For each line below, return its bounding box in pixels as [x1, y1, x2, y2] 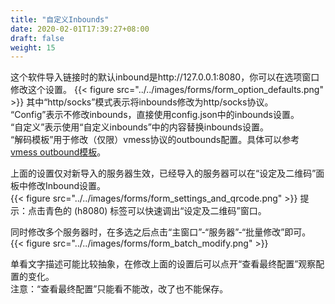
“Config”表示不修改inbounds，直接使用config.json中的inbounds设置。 [10, 109, 300, 121]
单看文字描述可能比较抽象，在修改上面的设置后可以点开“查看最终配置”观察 [10, 258, 317, 270]
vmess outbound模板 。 [10, 146, 107, 158]
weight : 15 [10, 42, 56, 53]
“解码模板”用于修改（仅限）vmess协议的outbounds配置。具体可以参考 [10, 134, 300, 146]
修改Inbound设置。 [27, 180, 107, 192]
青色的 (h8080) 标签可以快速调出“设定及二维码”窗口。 [44, 205, 267, 217]
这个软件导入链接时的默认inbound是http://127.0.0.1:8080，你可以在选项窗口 [10, 71, 320, 83]
